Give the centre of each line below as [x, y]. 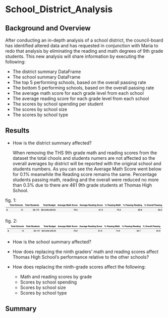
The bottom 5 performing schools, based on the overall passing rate [83, 88]
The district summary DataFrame [47, 72]
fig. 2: [11, 221]
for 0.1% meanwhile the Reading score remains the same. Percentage [85, 174]
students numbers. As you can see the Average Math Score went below [87, 169]
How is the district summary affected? [52, 143]
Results [17, 131]
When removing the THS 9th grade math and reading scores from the [85, 153]
